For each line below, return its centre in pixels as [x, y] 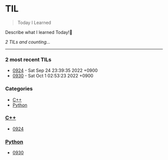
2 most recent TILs [28, 59]
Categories [19, 89]
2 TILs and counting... [28, 42]
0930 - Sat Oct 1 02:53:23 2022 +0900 [53, 76]
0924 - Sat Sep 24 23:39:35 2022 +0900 [55, 70]
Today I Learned [34, 22]
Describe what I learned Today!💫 [39, 32]
